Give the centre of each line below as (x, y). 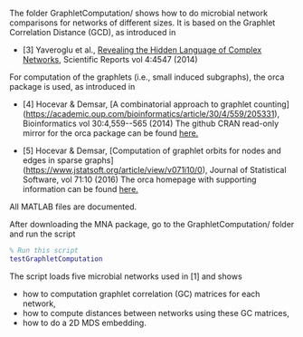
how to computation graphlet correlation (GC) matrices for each (141, 294)
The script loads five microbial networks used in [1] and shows (126, 276)
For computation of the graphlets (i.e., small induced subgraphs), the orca (147, 77)
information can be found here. (80, 189)
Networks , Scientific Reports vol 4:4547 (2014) (110, 59)
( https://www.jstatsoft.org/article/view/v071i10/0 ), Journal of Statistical (154, 170)
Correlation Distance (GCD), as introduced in (93, 32)
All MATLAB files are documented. (73, 207)
